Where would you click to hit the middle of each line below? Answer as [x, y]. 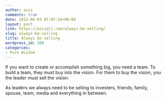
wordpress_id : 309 [25, 43]
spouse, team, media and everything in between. [56, 93]
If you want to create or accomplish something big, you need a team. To [80, 67]
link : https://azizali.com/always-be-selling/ [55, 29]
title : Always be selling [32, 39]
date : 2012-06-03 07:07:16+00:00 [41, 19]
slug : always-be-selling [31, 33]
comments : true [21, 15]
